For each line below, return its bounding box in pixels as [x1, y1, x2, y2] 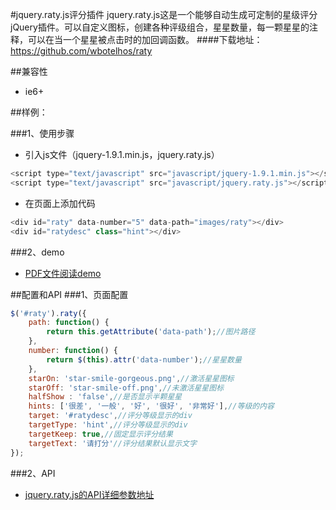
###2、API [10, 467, 56, 479]
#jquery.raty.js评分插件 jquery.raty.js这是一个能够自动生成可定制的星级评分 [10, 9, 318, 20]
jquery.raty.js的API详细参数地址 [24, 488, 155, 500]
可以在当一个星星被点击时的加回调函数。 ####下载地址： [27, 34, 263, 45]
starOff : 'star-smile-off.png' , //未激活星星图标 [28, 383, 225, 393]
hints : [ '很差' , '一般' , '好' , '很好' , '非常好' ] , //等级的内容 [28, 401, 275, 412]
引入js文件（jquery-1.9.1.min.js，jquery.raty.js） [24, 149, 220, 160]
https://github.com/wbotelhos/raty [10, 45, 153, 57]
